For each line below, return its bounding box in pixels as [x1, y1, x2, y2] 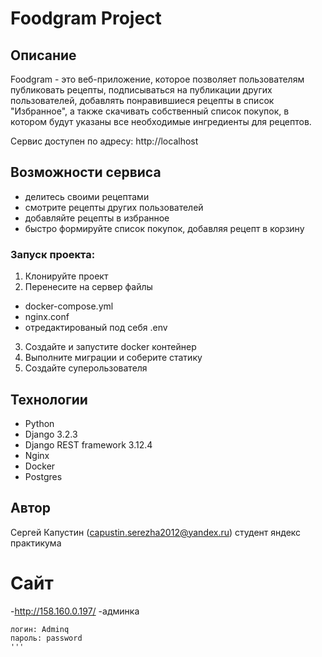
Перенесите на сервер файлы [24, 281, 153, 293]
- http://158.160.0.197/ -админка [10, 605, 140, 617]
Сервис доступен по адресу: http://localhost [10, 135, 199, 147]
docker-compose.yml [24, 300, 114, 312]
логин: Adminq [10, 624, 70, 634]
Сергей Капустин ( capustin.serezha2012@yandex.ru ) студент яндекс [10, 526, 302, 538]
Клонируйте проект [24, 270, 109, 282]
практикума [10, 537, 62, 549]
